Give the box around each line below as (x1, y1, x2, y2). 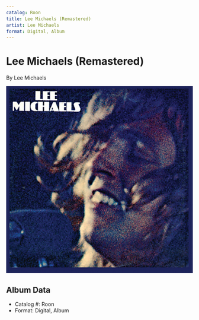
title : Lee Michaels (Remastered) (6, 15, 92, 22)
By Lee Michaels (6, 74, 47, 81)
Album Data (6, 285, 51, 295)
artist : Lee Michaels (6, 22, 60, 28)
